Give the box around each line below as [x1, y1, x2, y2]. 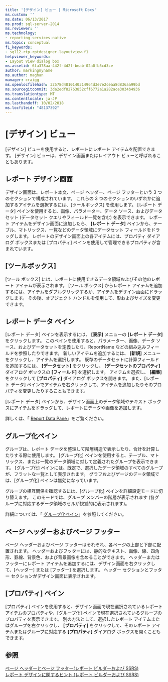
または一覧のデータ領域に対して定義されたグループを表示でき [27, 459, 154, 465]
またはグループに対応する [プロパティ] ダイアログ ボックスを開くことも [14, 628, 161, 634]
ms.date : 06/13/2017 [5, 17, 49, 22]
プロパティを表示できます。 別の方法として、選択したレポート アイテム [5, 616, 151, 622]
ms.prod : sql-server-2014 [5, 21, 59, 27]
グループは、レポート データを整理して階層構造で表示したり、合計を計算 [5, 446, 155, 452]
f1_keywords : [5, 45, 33, 50]
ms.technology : [5, 31, 37, 36]
